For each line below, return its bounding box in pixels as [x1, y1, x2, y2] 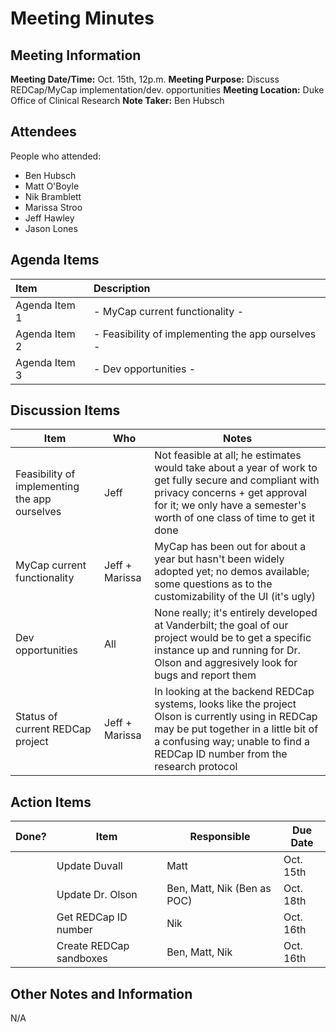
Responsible [189, 830, 251, 844]
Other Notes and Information [10, 985, 193, 1002]
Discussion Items [10, 402, 121, 419]
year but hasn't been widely [154, 552, 285, 566]
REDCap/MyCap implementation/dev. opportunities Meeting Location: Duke [10, 84, 325, 96]
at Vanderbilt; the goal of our [154, 618, 289, 632]
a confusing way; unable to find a [154, 735, 310, 749]
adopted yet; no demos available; [154, 565, 310, 579]
